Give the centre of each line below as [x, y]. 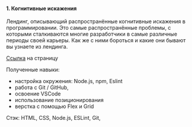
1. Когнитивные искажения [41, 8]
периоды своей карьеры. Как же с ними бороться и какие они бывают [96, 40]
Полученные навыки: [33, 70]
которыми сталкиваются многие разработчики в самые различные [92, 34]
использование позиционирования [59, 100]
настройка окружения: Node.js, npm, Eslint [68, 81]
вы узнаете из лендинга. [37, 47]
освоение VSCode [38, 94]
